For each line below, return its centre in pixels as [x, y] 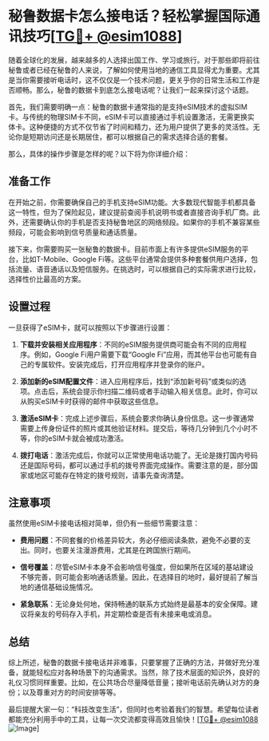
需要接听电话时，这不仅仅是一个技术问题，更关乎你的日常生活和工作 [141, 80]
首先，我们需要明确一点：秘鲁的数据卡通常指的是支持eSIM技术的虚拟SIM [128, 107]
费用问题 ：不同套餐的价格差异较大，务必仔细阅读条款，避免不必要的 [132, 541]
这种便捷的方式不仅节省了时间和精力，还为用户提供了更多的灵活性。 [141, 127]
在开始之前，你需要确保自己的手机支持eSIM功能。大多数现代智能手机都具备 [132, 202]
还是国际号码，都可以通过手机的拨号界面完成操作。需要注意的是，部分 [135, 465]
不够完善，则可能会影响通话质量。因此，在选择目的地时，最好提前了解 [135, 577]
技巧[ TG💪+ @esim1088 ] [103, 36]
